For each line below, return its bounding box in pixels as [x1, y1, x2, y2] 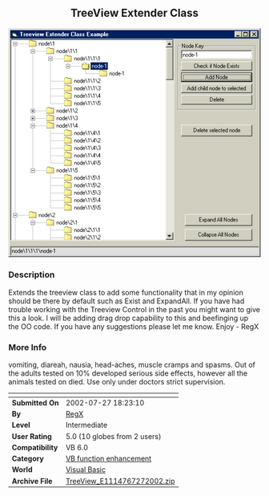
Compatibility [11, 442, 58, 452]
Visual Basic [65, 465, 106, 474]
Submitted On [11, 397, 59, 408]
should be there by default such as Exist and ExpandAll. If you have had [8, 296, 245, 306]
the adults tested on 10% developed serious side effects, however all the [8, 368, 248, 378]
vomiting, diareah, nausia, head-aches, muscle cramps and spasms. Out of [8, 360, 256, 370]
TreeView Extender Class [70, 6, 199, 20]
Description [8, 269, 55, 280]
